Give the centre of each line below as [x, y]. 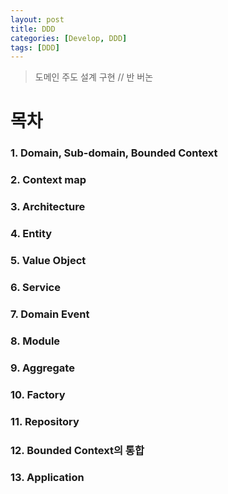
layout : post [37, 19]
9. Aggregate [42, 368]
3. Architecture [48, 207]
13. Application [47, 478]
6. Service [35, 287]
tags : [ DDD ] [35, 47]
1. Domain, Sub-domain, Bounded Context [114, 153]
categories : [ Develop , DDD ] [69, 38]
